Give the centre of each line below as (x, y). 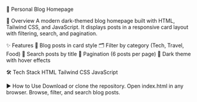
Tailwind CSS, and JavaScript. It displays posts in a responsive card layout (97, 27)
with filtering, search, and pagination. (52, 33)
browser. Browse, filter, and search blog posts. (63, 92)
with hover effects (28, 60)
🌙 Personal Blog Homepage (40, 9)
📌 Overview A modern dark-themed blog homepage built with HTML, (90, 21)
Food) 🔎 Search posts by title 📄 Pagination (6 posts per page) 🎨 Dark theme (99, 54)
